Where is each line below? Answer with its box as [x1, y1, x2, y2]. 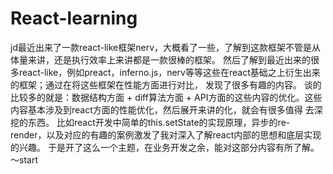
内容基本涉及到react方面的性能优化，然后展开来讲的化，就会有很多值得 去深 [10, 103, 323, 116]
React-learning [10, 7, 138, 30]
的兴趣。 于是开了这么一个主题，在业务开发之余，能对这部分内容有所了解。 [10, 141, 320, 153]
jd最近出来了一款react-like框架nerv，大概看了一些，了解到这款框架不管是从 [10, 41, 322, 53]
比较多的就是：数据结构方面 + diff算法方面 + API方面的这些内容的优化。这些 [10, 91, 323, 103]
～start [10, 153, 38, 166]
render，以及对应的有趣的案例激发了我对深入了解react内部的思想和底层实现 [10, 128, 322, 141]
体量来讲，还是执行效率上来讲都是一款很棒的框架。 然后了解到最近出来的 [10, 53, 311, 66]
